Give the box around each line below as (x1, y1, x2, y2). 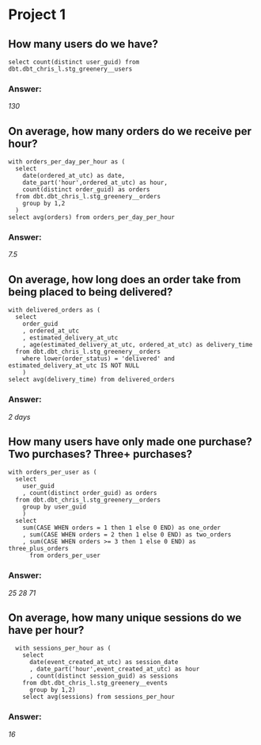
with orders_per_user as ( (8, 468, 97, 477)
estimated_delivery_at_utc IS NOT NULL (8, 362, 140, 370)
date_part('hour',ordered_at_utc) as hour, (22, 179, 168, 187)
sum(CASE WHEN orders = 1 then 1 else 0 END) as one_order (22, 524, 221, 532)
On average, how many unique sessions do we (8, 611, 242, 624)
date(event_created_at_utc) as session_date (28, 659, 179, 666)
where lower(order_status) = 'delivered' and (22, 355, 176, 363)
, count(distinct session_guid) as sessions (28, 672, 179, 680)
